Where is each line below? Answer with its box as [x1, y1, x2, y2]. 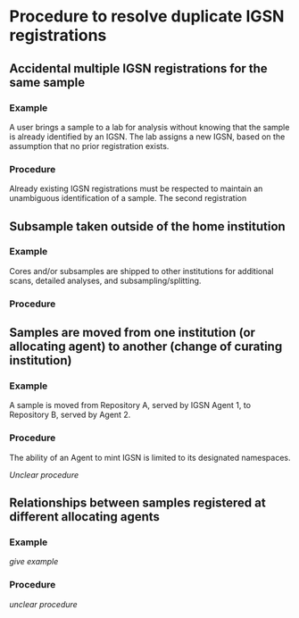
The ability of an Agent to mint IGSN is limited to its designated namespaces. [9, 452, 292, 463]
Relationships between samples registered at [9, 496, 266, 511]
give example [9, 556, 59, 567]
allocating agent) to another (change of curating [9, 339, 283, 355]
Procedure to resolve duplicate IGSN [9, 6, 285, 27]
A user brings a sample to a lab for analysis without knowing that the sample [9, 121, 290, 132]
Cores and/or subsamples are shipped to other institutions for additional [9, 265, 274, 276]
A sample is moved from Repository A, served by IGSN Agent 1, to [9, 400, 252, 411]
